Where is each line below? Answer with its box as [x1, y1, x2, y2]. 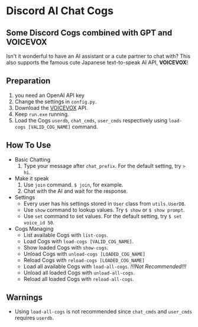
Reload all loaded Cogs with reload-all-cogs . [23, 275, 135, 282]
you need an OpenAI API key [14, 92, 85, 99]
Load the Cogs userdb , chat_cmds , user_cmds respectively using [14, 116, 168, 124]
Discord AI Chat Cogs [6, 4, 114, 18]
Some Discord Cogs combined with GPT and [6, 28, 173, 38]
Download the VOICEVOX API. [14, 104, 88, 111]
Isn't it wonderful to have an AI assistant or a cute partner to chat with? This [6, 53, 191, 60]
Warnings [6, 293, 43, 303]
